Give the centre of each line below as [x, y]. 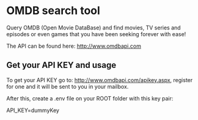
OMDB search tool [53, 11]
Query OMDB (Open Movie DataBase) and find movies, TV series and [94, 28]
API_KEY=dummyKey [33, 110]
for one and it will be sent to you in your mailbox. [68, 86]
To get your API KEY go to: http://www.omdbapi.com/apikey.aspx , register [100, 80]
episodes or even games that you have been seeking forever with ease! [96, 34]
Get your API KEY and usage [61, 65]
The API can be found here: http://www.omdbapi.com [74, 46]
